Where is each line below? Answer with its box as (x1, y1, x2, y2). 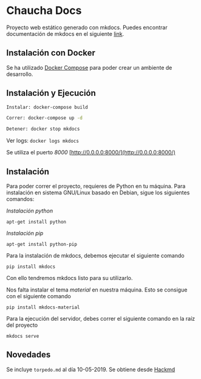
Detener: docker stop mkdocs (6, 126, 80, 132)
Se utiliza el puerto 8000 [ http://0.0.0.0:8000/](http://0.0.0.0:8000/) (6, 149, 176, 156)
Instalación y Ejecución (6, 88, 96, 98)
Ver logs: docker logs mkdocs (6, 137, 79, 145)
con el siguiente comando (6, 293, 71, 299)
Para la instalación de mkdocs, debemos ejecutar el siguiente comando (6, 252, 185, 259)
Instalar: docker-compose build (6, 104, 88, 110)
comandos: (6, 196, 35, 202)
